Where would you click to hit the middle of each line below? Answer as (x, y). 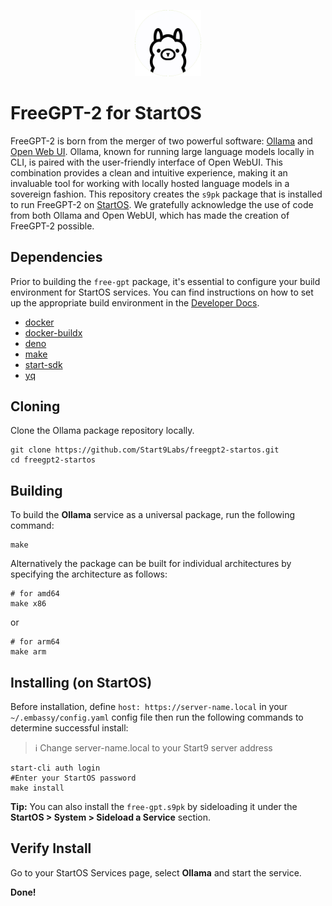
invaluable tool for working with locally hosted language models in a (150, 183)
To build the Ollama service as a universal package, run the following (153, 515)
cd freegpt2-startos (53, 460)
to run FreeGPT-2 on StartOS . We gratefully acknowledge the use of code (162, 204)
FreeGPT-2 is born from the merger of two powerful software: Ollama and (161, 141)
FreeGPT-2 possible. (52, 226)
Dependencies (56, 257)
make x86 (28, 604)
